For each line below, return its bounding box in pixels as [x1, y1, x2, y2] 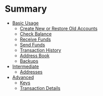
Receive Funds [19, 36, 51, 42]
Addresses [19, 68, 43, 75]
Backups [19, 58, 39, 64]
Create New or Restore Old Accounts [19, 25, 98, 31]
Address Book [19, 52, 49, 59]
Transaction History [19, 47, 62, 53]
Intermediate [12, 63, 39, 69]
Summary [5, 3, 47, 15]
